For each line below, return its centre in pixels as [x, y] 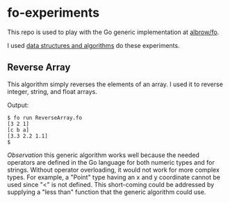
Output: [18, 105]
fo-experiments [54, 13]
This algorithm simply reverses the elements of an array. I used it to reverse [115, 84]
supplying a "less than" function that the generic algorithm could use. [107, 192]
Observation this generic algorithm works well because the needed [104, 155]
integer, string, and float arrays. [52, 91]
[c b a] [18, 130]
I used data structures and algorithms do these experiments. [93, 45]
